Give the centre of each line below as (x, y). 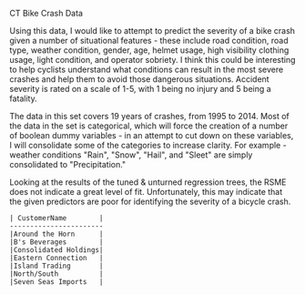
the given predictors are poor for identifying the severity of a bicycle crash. (150, 201)
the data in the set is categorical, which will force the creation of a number (149, 126)
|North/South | (56, 274)
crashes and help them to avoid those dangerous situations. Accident (140, 79)
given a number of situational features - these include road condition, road (149, 41)
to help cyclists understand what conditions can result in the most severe (147, 69)
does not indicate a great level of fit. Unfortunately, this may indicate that (146, 192)
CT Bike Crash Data (46, 13)
